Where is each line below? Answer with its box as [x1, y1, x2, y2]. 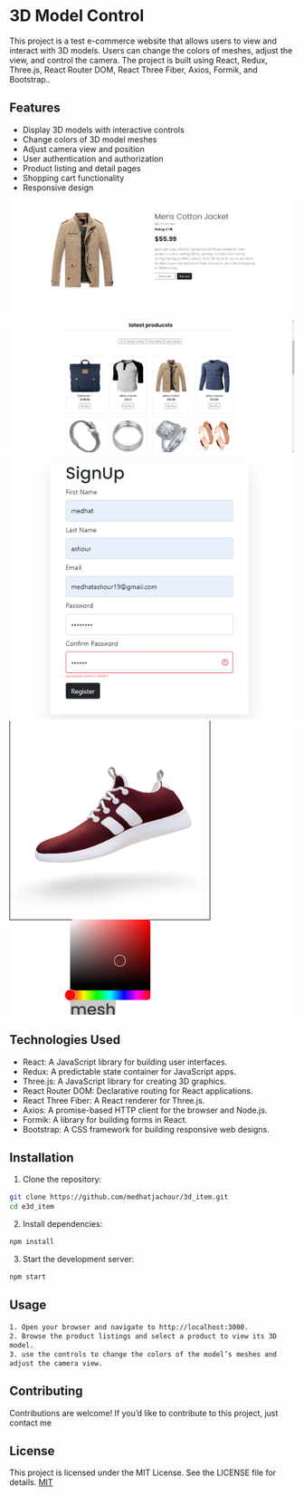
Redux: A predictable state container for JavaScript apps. [22, 1066, 237, 1076]
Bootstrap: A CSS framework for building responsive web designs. [22, 1124, 270, 1134]
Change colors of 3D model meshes [22, 133, 157, 145]
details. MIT [9, 1477, 53, 1488]
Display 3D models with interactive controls [22, 124, 185, 135]
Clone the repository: [22, 1174, 102, 1185]
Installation [9, 1150, 74, 1165]
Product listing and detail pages [22, 162, 141, 173]
